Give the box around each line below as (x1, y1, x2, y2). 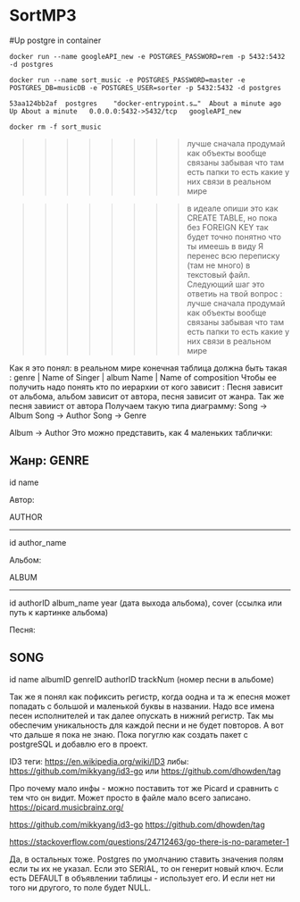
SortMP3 (9, 5, 78, 26)
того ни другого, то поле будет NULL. (9, 881, 152, 893)
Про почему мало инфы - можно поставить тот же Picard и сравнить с (9, 782, 279, 793)
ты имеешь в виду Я (187, 240, 264, 251)
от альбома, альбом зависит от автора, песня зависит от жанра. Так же (9, 390, 285, 402)
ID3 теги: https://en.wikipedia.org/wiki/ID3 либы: (9, 756, 189, 766)
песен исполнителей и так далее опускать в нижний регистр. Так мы (9, 710, 274, 721)
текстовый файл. (187, 269, 251, 280)
